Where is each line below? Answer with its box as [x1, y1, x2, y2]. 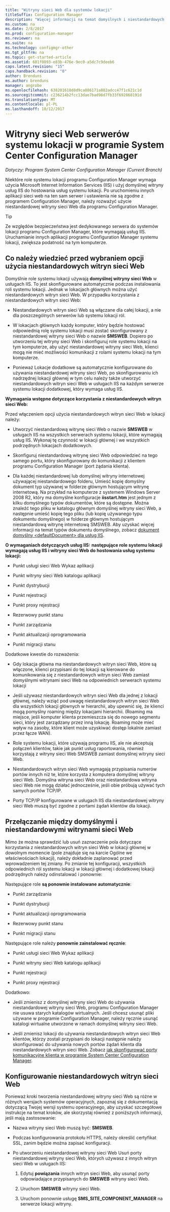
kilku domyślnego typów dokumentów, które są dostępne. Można [12, 499, 149, 506]
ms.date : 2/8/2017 [5, 26, 44, 31]
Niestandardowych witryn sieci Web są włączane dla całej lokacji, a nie [12, 307, 161, 313]
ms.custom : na [5, 21, 36, 27]
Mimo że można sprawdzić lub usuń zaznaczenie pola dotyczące [5, 838, 142, 845]
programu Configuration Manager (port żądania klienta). [12, 463, 130, 469]
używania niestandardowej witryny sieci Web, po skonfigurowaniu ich [12, 369, 158, 376]
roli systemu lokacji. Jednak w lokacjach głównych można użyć [5, 286, 138, 292]
